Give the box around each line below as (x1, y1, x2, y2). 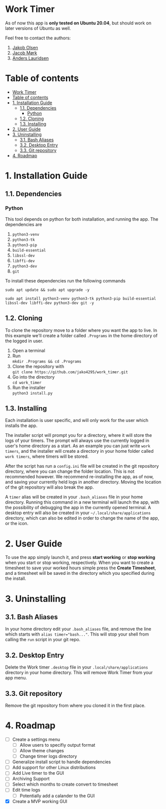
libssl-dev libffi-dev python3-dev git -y (5, 300, 94, 305)
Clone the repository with (12, 363, 64, 369)
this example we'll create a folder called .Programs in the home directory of (5, 332, 158, 338)
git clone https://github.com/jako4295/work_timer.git (12, 370, 128, 375)
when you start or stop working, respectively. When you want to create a (5, 559, 154, 566)
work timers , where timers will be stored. (5, 453, 89, 459)
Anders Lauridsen (12, 55, 49, 61)
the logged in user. (5, 338, 44, 344)
